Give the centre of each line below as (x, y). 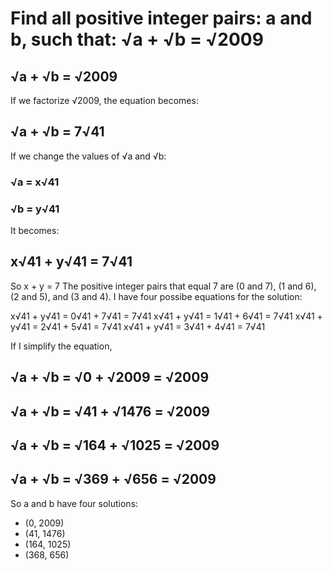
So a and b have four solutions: (74, 503)
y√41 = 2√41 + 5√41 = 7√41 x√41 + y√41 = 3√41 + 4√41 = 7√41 (138, 326)
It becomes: (35, 231)
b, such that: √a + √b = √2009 (137, 39)
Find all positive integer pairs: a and (161, 18)
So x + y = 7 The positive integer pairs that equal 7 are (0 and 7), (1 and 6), (163, 286)
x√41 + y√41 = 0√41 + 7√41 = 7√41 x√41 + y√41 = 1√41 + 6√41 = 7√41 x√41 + (166, 316)
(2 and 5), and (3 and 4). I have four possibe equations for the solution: (156, 296)
